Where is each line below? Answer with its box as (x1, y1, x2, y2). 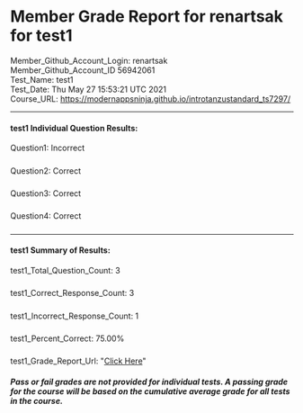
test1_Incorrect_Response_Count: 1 (10, 310, 139, 321)
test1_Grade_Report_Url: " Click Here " (10, 355, 147, 366)
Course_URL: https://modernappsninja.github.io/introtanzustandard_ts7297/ (10, 93, 291, 104)
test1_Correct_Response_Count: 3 (10, 288, 135, 299)
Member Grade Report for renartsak (10, 6, 284, 27)
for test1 (10, 25, 73, 46)
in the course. (10, 395, 64, 406)
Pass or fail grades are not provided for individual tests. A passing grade (10, 376, 289, 387)
